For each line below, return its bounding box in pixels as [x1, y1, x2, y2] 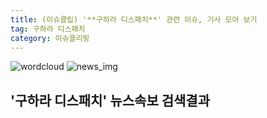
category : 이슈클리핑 [10, 33, 90, 43]
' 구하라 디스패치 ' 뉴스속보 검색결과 [10, 92, 210, 109]
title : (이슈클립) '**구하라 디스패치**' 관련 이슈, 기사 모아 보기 [10, 14, 258, 25]
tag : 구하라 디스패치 [10, 24, 86, 34]
